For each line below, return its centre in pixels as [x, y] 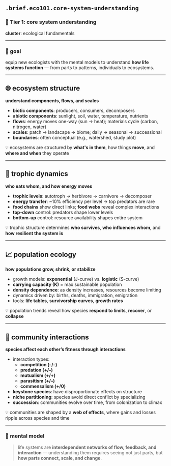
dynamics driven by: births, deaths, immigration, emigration [75, 296]
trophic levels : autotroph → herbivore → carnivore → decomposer [82, 196]
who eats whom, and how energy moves [49, 186]
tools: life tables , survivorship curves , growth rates [68, 301]
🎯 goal [13, 51]
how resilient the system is [34, 233]
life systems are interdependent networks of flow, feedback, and [87, 447]
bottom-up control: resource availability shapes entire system [78, 217]
